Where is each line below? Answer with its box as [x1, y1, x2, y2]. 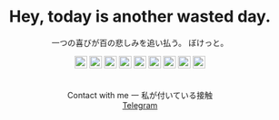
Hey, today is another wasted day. [8, 6, 272, 27]
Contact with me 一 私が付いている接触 [67, 89, 213, 100]
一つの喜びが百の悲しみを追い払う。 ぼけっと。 [51, 37, 229, 48]
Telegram [122, 99, 158, 110]
